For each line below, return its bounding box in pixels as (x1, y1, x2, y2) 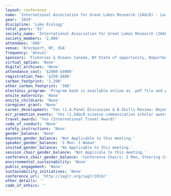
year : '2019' (5, 17, 33, 22)
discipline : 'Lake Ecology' (5, 21, 65, 27)
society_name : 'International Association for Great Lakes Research (5, 31, 154, 36)
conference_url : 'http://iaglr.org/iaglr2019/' (5, 174, 108, 179)
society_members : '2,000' (5, 36, 60, 41)
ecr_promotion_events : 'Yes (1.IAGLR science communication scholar (5, 112, 154, 117)
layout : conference (5, 7, 47, 13)
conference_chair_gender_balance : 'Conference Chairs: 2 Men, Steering (5, 155, 160, 160)
